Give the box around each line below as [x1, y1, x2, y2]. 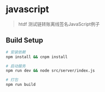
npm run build [6, 82, 36, 87]
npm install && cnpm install [6, 54, 68, 59]
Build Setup [6, 36, 43, 45]
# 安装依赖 [6, 49, 26, 54]
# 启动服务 [6, 64, 26, 69]
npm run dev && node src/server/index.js [6, 68, 95, 73]
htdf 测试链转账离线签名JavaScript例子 [18, 21, 100, 27]
